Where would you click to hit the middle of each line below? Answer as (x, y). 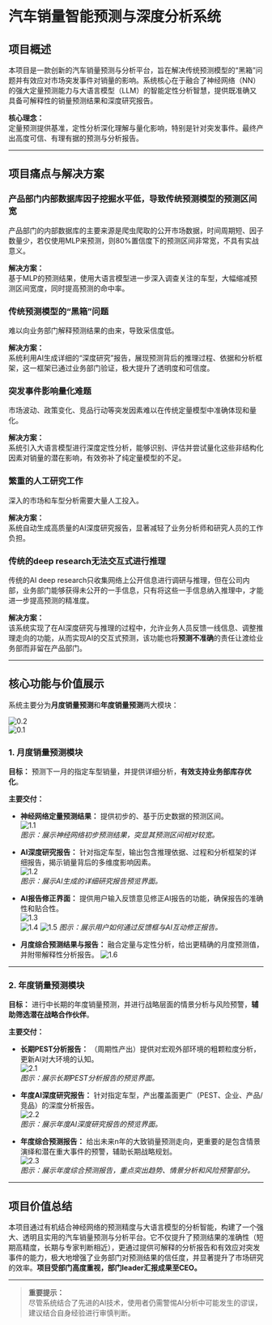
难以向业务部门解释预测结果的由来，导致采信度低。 (93, 330)
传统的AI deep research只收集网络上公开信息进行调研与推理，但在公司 (125, 580)
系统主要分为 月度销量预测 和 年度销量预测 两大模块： (93, 705)
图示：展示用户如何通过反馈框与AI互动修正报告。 (141, 927)
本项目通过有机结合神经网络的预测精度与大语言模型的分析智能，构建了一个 (132, 1228)
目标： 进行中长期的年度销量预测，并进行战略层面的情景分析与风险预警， (130, 1004)
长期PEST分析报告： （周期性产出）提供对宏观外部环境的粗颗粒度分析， (140, 1049)
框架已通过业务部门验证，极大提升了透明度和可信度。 (125, 368)
